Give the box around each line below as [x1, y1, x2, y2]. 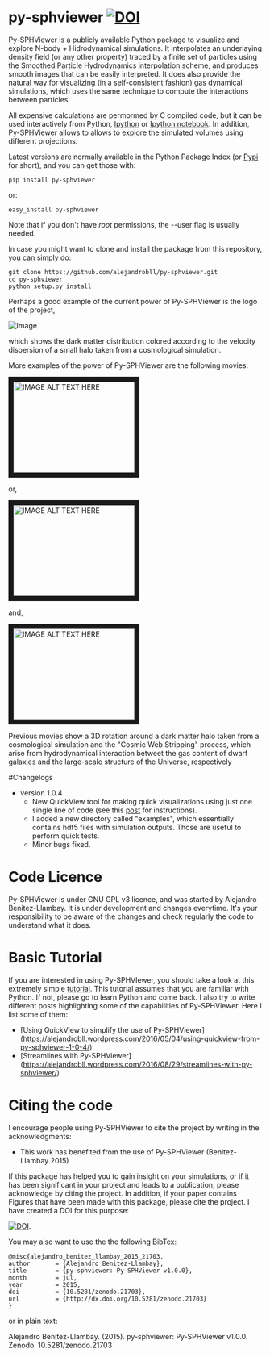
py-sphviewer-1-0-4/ [19, 1042, 90, 1052]
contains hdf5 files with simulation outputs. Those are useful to [31, 822, 242, 832]
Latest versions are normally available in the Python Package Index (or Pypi [8, 152, 259, 161]
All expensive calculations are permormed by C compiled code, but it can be [8, 110, 262, 120]
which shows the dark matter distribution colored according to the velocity [8, 336, 256, 346]
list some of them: [8, 1009, 69, 1019]
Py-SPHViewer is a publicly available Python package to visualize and [8, 35, 240, 44]
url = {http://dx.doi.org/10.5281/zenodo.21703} [8, 1295, 207, 1303]
